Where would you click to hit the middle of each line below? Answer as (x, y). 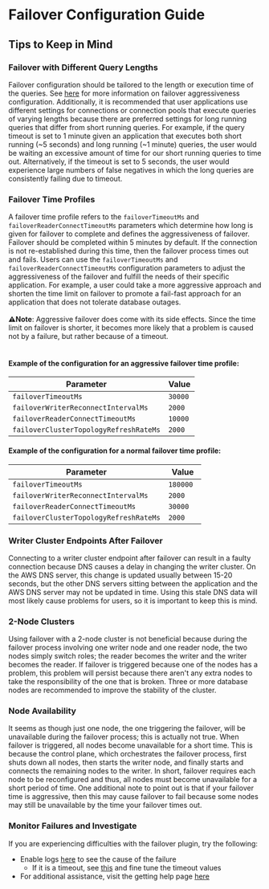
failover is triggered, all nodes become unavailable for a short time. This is (130, 745)
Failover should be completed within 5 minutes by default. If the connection (133, 243)
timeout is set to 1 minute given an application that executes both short (125, 136)
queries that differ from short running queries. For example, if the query (126, 127)
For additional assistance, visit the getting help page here (115, 876)
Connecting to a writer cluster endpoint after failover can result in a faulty (130, 558)
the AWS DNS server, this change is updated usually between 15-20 (120, 575)
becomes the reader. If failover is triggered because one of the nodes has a (133, 665)
